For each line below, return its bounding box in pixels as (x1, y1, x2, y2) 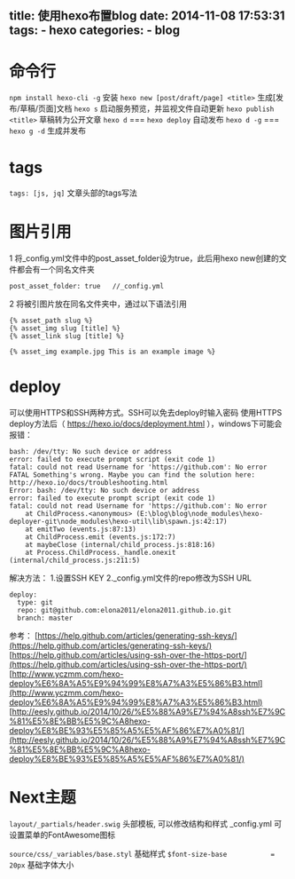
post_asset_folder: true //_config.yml (9, 282, 165, 291)
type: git (17, 598, 53, 607)
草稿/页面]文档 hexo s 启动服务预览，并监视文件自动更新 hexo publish (19, 103, 275, 114)
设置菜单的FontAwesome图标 (9, 829, 116, 841)
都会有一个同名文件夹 (16, 265, 95, 275)
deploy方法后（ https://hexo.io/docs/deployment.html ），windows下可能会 (9, 418, 283, 429)
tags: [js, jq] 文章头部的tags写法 (9, 187, 137, 198)
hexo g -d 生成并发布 (9, 125, 87, 136)
